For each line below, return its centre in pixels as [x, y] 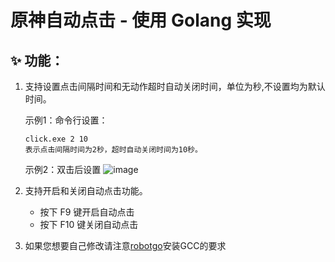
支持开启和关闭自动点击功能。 [86, 190]
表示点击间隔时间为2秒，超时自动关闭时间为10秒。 [113, 150]
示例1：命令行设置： [66, 120]
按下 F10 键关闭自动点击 [89, 224]
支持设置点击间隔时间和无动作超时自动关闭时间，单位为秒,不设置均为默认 [175, 86]
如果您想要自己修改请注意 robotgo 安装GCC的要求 [125, 245]
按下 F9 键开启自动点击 [87, 212]
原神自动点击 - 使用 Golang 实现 [141, 20]
